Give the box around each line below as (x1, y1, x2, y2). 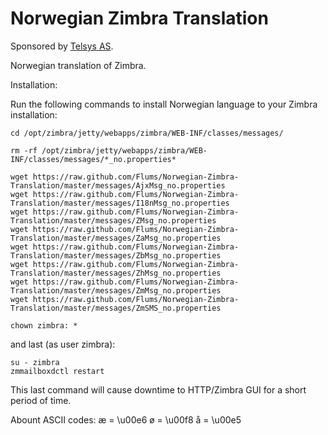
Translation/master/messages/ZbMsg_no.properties (10, 250, 222, 261)
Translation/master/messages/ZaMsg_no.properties (10, 233, 222, 243)
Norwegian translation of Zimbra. (10, 59, 147, 71)
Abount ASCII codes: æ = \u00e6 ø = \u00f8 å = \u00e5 (10, 413, 242, 426)
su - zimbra (10, 357, 60, 367)
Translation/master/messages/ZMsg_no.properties (10, 215, 217, 226)
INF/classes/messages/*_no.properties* (10, 154, 177, 164)
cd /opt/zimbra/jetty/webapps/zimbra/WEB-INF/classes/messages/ (10, 128, 284, 138)
